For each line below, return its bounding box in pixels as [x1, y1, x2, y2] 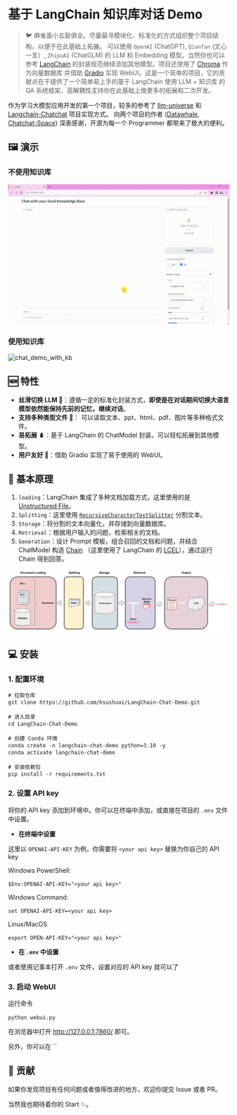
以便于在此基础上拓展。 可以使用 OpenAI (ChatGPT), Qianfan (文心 [37, 42, 227, 50]
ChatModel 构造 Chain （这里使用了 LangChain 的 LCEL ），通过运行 [18, 546, 213, 554]
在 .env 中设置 [18, 947, 59, 956]
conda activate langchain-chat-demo [8, 749, 115, 756]
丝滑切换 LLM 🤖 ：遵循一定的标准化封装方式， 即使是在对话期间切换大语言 [18, 395, 229, 404]
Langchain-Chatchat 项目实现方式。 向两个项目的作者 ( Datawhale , [8, 110, 200, 118]
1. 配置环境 [8, 674, 44, 684]
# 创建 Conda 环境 [8, 735, 58, 742]
